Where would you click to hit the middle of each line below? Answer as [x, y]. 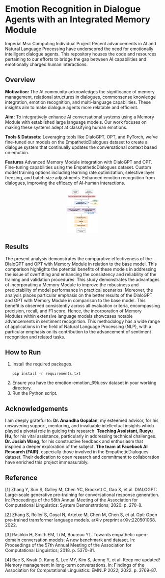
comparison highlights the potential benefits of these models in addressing [81, 269]
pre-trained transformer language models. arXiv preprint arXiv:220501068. [81, 520]
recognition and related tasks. [35, 337]
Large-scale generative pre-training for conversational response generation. [82, 495]
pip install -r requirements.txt [46, 374]
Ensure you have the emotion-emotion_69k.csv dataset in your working [84, 383]
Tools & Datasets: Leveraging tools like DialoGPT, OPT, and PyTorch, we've [82, 137]
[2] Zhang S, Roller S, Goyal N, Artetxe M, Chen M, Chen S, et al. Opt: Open [81, 515]
